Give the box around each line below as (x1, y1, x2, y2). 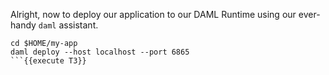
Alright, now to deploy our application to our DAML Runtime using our (10, 9, 297, 20)
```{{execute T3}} (10, 56, 87, 66)
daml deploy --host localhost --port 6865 (10, 47, 190, 57)
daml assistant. (38, 19, 99, 31)
